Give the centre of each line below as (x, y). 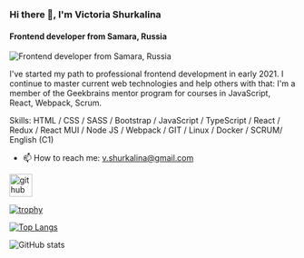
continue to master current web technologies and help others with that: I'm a (152, 84)
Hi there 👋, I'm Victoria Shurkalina (85, 15)
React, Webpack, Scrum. (56, 103)
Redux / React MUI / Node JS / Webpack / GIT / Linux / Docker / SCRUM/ (146, 130)
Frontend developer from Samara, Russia (88, 36)
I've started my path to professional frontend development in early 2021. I (147, 74)
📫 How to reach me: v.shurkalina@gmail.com (108, 158)
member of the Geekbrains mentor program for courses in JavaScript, (140, 94)
